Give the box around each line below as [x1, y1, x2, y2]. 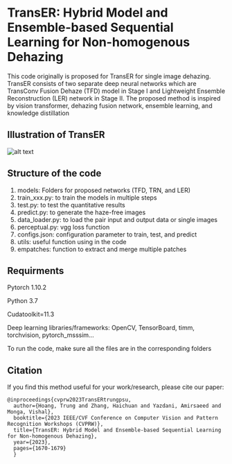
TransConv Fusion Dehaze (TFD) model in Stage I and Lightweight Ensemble [7, 87, 226, 95]
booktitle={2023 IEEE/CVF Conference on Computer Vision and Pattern [13, 415, 218, 422]
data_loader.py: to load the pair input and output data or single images [17, 215, 218, 223]
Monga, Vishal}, [7, 409, 54, 415]
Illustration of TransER [7, 129, 105, 141]
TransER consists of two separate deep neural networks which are [7, 79, 197, 87]
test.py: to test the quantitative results [17, 200, 126, 209]
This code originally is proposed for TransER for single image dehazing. [7, 71, 211, 80]
